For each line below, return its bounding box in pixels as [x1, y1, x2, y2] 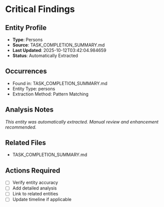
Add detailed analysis [12, 185, 57, 191]
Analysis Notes [5, 105, 54, 114]
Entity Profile [5, 23, 46, 32]
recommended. [5, 124, 36, 130]
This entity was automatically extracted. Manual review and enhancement [5, 118, 159, 124]
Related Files [5, 138, 46, 147]
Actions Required [5, 166, 60, 174]
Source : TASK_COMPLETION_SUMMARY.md [12, 42, 105, 48]
